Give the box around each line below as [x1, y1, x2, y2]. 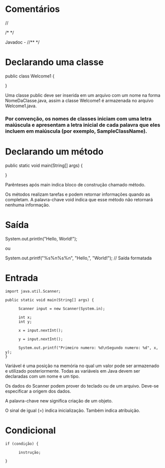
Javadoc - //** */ [5, 39, 40, 45]
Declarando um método [5, 146, 104, 157]
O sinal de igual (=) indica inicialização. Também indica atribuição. [5, 407, 140, 413]
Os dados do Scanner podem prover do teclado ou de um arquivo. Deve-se [5, 383, 159, 389]
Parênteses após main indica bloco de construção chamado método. [5, 181, 146, 187]
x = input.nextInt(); [18, 328, 63, 333]
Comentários [5, 3, 60, 15]
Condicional [5, 425, 56, 436]
